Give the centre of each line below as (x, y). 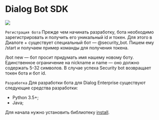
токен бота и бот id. (26, 73)
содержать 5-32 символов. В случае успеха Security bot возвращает (78, 68)
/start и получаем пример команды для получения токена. (67, 47)
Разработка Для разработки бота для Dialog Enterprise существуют (75, 82)
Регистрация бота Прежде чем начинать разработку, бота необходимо (79, 32)
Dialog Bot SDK (37, 9)
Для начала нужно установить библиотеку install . (58, 112)
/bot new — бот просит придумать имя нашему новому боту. (70, 57)
